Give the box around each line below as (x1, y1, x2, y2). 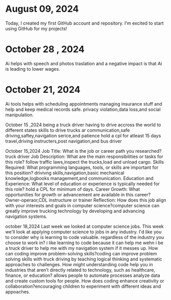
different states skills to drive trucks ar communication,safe (5, 127, 130, 133)
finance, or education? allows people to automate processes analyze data (5, 272, 160, 278)
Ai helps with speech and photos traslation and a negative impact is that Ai (5, 60, 162, 67)
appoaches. (5, 288, 31, 295)
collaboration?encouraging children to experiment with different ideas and (5, 283, 161, 289)
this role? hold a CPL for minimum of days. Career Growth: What (5, 186, 140, 192)
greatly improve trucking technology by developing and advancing (5, 208, 145, 214)
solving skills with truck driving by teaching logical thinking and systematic (5, 256, 162, 262)
